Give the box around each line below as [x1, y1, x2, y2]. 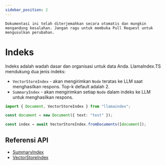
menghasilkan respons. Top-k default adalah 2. [12, 83, 110, 89]
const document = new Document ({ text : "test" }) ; [5, 113, 113, 118]
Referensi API [5, 136, 48, 144]
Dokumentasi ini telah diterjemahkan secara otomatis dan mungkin [5, 21, 146, 26]
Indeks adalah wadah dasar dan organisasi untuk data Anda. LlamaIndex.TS [5, 63, 161, 69]
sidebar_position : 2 [5, 7, 48, 13]
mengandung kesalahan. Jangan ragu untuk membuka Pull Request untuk [5, 26, 153, 31]
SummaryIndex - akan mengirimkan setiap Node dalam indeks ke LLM [12, 89, 151, 95]
